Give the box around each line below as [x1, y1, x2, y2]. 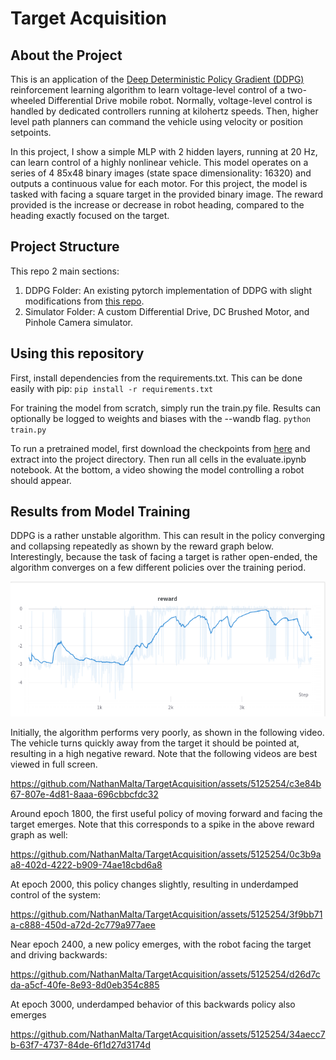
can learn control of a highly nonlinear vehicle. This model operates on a [10, 157, 309, 168]
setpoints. [10, 127, 52, 138]
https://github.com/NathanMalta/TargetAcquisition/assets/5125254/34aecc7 [10, 1028, 326, 1040]
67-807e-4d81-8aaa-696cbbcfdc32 [10, 788, 159, 800]
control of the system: [10, 888, 102, 901]
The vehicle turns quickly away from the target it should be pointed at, [10, 737, 300, 749]
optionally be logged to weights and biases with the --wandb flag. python [10, 412, 312, 424]
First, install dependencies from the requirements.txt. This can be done [10, 372, 303, 384]
